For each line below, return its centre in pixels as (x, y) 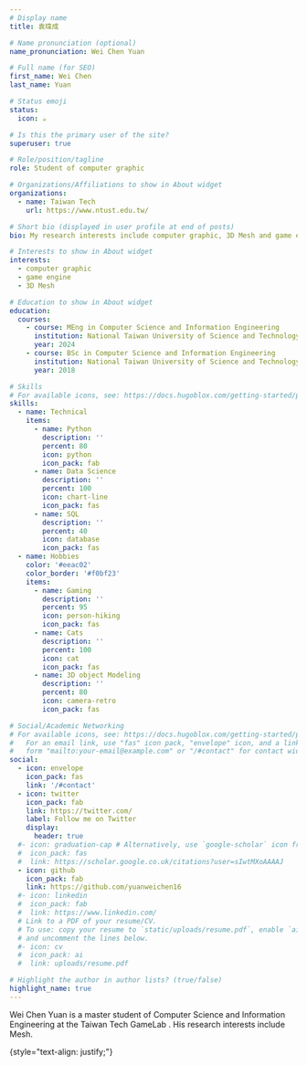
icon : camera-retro (79, 701)
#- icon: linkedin (53, 896)
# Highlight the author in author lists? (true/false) (116, 980)
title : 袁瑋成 (34, 26)
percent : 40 (65, 531)
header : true (58, 837)
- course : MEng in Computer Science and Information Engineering (153, 328)
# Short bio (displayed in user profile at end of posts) (122, 227)
